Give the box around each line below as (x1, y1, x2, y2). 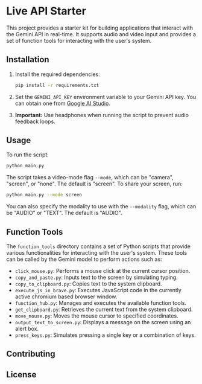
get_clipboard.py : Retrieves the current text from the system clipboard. (14, 306, 193, 313)
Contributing (6, 349, 55, 359)
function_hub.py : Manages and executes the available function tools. (14, 299, 187, 306)
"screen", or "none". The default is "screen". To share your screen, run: (6, 180, 183, 188)
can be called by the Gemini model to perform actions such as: (6, 255, 162, 263)
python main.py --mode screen (6, 192, 83, 198)
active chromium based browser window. (14, 293, 118, 300)
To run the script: (6, 151, 49, 158)
